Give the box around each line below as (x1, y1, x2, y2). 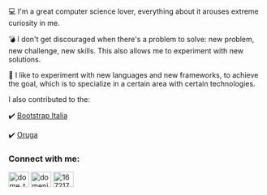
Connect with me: (8, 153, 80, 164)
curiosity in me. (8, 19, 60, 28)
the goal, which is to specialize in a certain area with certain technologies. (8, 79, 256, 88)
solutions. (8, 55, 41, 64)
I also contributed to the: (8, 95, 91, 104)
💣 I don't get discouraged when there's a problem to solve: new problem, (8, 35, 255, 44)
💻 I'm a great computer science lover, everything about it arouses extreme (8, 6, 260, 16)
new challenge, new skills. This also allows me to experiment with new (8, 46, 244, 55)
